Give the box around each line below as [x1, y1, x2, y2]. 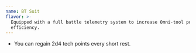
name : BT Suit [5, 8, 40, 14]
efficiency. [11, 24, 40, 31]
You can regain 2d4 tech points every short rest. [13, 40, 131, 47]
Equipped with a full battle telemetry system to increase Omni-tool [11, 19, 184, 25]
